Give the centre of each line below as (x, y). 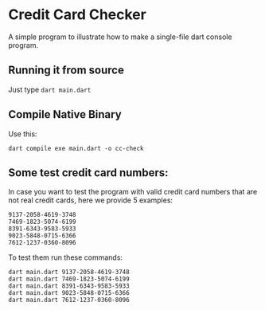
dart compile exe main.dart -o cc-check (76, 148)
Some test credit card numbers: (88, 173)
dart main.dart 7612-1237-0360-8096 (69, 300)
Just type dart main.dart (50, 89)
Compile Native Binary (65, 114)
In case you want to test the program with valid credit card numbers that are (133, 192)
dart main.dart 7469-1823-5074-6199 (69, 279)
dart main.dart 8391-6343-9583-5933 (69, 286)
